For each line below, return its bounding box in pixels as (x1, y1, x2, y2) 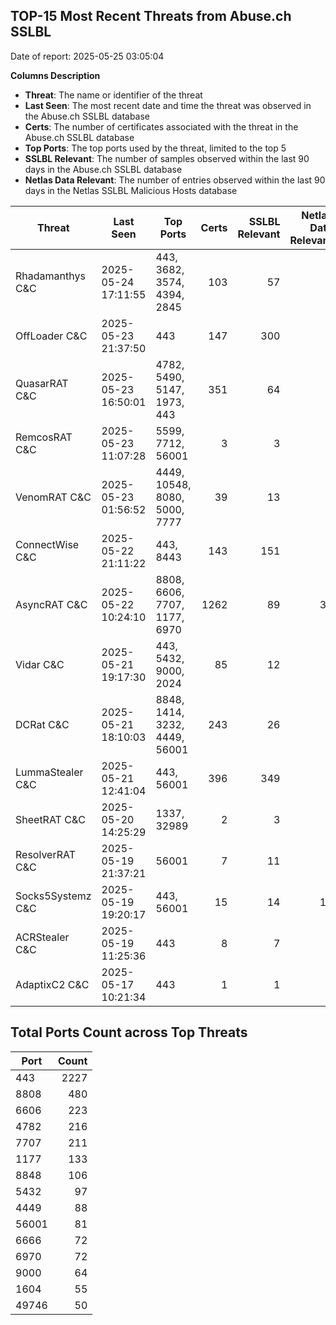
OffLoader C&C (15, 329, 88, 343)
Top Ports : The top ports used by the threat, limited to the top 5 (24, 142, 287, 154)
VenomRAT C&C (15, 490, 92, 504)
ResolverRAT (15, 847, 76, 861)
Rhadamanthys (15, 269, 86, 283)
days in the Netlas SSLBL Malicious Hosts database (24, 184, 238, 196)
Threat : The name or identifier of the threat (24, 89, 203, 101)
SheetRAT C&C (15, 812, 86, 826)
